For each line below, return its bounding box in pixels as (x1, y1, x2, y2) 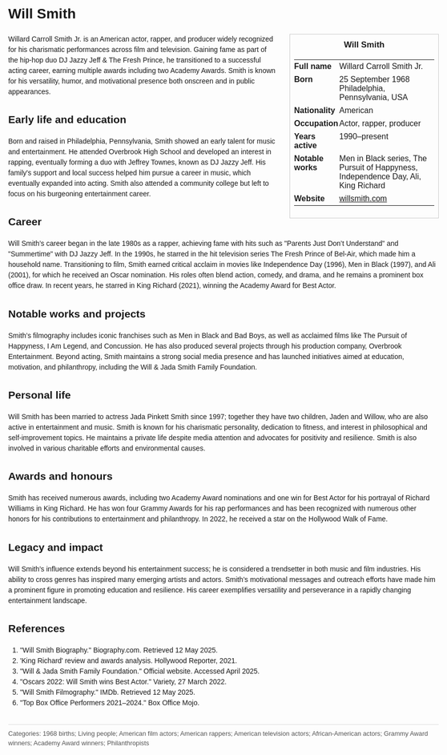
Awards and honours (8, 470, 113, 482)
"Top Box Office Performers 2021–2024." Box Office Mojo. (19, 698, 199, 707)
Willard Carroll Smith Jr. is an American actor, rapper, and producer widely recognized (8, 34, 274, 43)
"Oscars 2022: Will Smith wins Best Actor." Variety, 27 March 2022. (19, 676, 228, 686)
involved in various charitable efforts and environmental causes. (8, 444, 206, 453)
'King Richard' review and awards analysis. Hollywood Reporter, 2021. (19, 656, 238, 665)
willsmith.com (339, 193, 388, 203)
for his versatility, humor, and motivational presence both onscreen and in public (8, 76, 256, 86)
